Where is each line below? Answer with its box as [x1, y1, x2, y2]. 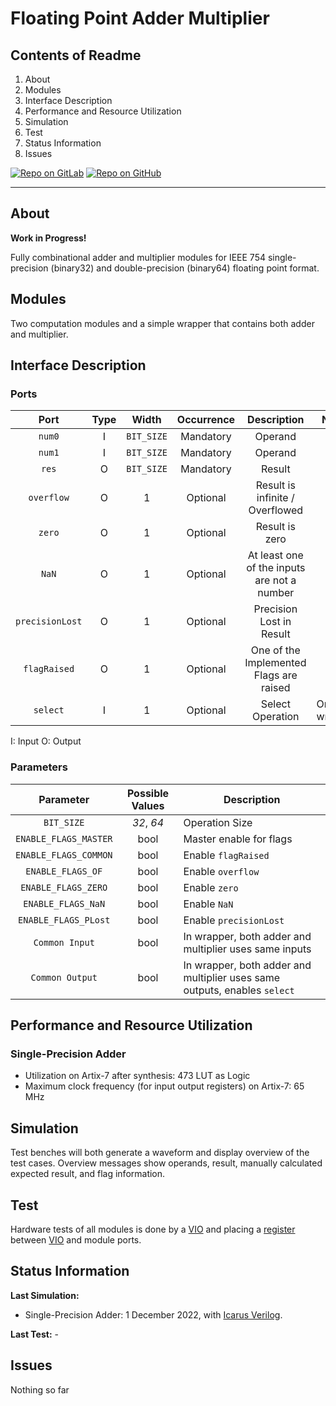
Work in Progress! [10, 232, 87, 244]
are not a [254, 573, 297, 587]
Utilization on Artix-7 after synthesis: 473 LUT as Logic [24, 1070, 251, 1082]
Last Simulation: [10, 1289, 80, 1301]
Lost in [259, 615, 292, 629]
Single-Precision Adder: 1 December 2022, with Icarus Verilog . [24, 1308, 283, 1321]
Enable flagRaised [183, 848, 270, 862]
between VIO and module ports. [10, 1233, 142, 1246]
